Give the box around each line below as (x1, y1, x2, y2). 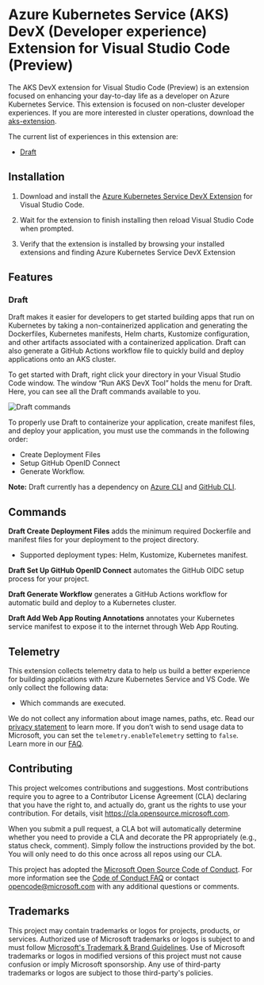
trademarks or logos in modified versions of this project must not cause (8, 951, 242, 960)
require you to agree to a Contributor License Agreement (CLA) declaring (8, 791, 247, 801)
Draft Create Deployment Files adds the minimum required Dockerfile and (8, 526, 251, 536)
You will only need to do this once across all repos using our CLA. (8, 849, 223, 859)
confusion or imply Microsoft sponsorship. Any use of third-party (8, 960, 221, 969)
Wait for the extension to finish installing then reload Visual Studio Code (19, 215, 254, 224)
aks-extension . (8, 116, 57, 126)
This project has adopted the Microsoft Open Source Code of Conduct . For (8, 864, 253, 874)
